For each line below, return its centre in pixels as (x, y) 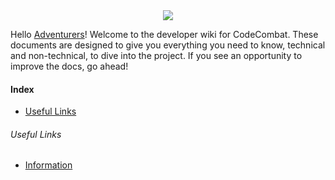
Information (48, 165)
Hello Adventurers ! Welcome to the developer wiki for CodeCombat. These (164, 34)
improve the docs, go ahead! (69, 66)
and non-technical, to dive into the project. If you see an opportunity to (156, 55)
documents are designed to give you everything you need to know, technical (168, 45)
